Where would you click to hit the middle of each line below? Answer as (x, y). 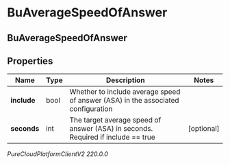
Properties (30, 61)
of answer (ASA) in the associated (124, 101)
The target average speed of (115, 120)
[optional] (204, 129)
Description (125, 80)
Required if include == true (112, 137)
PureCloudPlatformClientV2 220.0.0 (57, 154)
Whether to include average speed (125, 92)
